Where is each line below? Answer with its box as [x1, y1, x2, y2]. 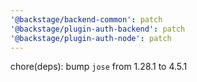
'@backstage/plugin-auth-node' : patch [10, 33, 172, 43]
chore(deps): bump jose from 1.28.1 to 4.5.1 [10, 61, 188, 73]
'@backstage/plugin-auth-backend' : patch [10, 24, 186, 34]
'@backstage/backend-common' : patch [10, 14, 163, 25]
